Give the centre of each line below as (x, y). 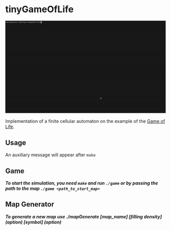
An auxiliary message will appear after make (50, 155)
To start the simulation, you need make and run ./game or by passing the (82, 183)
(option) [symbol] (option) (33, 222)
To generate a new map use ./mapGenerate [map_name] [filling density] (83, 216)
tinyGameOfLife (39, 9)
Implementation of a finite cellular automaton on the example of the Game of (85, 121)
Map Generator (30, 204)
